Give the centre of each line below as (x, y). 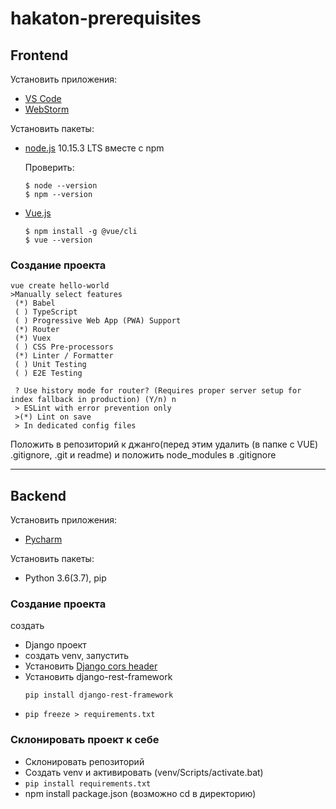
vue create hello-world (60, 286)
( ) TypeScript (46, 312)
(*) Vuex (33, 338)
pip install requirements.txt (88, 783)
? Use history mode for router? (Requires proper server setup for (158, 391)
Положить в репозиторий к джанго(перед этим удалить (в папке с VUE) (164, 444)
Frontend (39, 55)
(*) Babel (35, 303)
